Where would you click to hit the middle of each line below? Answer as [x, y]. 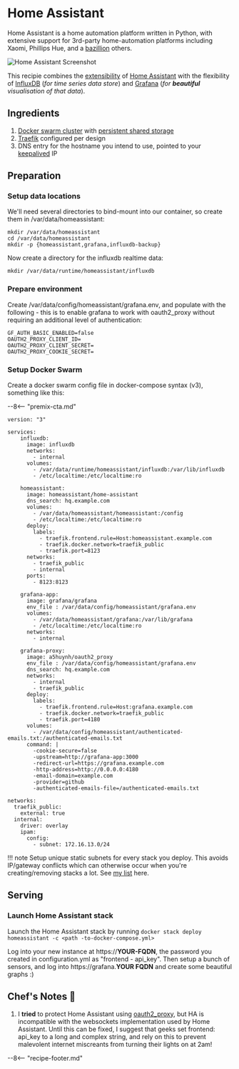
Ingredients [34, 113]
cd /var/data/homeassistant [49, 239]
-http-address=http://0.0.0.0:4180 [86, 770]
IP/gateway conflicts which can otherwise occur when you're [97, 865]
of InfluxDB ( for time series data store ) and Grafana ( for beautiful [104, 83]
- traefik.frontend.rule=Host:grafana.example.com [116, 707]
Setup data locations [44, 196]
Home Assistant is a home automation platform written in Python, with [110, 33]
